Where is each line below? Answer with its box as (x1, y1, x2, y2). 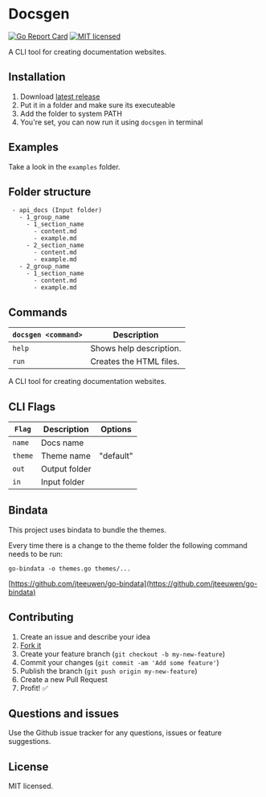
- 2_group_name (18, 263, 70, 271)
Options (100, 423, 133, 435)
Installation (8, 70, 66, 84)
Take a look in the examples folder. (8, 161, 121, 171)
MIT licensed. (8, 781, 54, 791)
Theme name (40, 451, 91, 461)
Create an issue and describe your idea (19, 631, 151, 641)
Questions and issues (8, 707, 119, 721)
